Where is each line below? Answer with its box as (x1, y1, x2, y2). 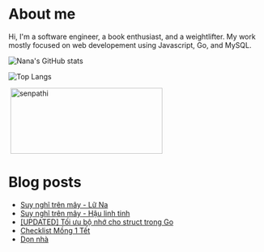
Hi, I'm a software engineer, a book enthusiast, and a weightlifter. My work (8, 32, 257, 41)
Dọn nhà (19, 234, 49, 244)
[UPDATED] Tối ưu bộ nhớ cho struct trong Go (19, 216, 174, 227)
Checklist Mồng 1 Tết (19, 225, 91, 235)
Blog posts (8, 173, 82, 191)
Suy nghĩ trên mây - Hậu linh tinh (19, 208, 130, 218)
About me (8, 5, 76, 23)
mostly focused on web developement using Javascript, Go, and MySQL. (8, 40, 252, 49)
